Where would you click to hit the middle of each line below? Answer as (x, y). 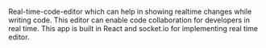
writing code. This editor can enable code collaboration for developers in (129, 20)
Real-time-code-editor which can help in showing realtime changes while (130, 12)
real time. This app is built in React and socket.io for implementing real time (133, 28)
